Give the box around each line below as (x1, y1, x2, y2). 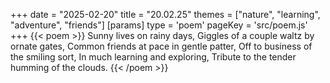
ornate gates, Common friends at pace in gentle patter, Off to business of (10, 40, 313, 52)
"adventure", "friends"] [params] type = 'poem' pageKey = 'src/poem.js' (10, 19, 308, 31)
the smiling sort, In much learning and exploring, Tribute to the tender (10, 51, 297, 63)
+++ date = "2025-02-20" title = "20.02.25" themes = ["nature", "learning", (10, 9, 321, 20)
